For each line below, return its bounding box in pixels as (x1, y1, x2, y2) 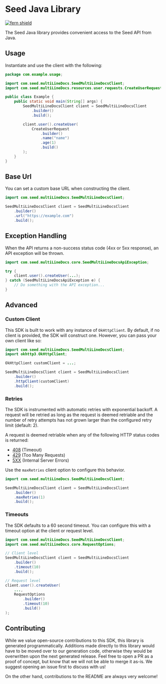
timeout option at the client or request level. (5, 527, 94, 534)
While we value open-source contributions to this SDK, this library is (5, 637, 144, 643)
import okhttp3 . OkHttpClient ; (5, 352, 68, 357)
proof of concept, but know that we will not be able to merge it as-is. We (5, 658, 153, 664)
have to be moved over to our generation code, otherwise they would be (5, 648, 152, 654)
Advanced (5, 301, 38, 310)
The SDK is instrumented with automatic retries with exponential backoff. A (5, 406, 158, 412)
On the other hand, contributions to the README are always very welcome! (5, 673, 158, 679)
